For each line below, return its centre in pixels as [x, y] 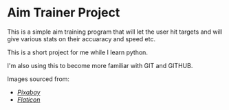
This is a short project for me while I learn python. [77, 52]
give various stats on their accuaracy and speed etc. [81, 38]
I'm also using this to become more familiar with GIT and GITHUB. [100, 65]
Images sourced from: [39, 79]
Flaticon [29, 99]
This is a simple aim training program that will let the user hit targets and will [115, 32]
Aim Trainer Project [64, 13]
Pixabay [29, 92]
